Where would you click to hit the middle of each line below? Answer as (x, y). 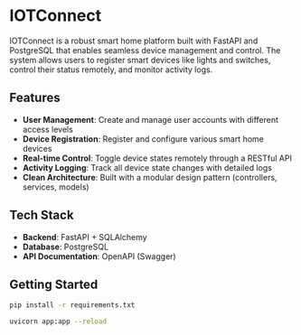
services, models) (56, 187)
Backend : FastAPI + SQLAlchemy (85, 237)
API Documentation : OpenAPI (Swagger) (99, 256)
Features (35, 98)
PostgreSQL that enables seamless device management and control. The (145, 50)
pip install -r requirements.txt (72, 305)
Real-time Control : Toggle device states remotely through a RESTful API (157, 158)
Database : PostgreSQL (66, 247)
